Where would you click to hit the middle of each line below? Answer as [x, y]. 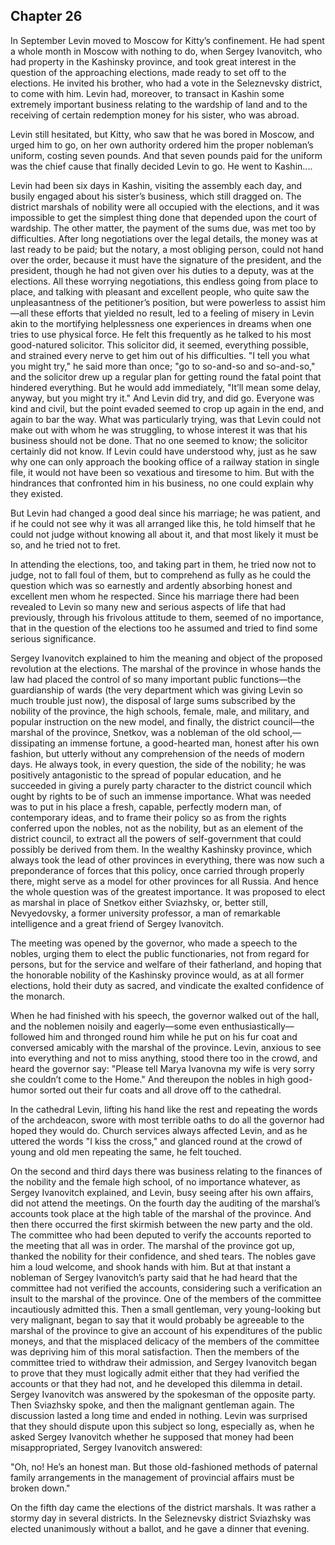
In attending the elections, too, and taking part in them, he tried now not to [163, 564]
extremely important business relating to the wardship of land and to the [159, 104]
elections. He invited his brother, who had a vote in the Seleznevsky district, [166, 83]
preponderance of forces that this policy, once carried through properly [157, 870]
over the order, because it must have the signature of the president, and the [166, 260]
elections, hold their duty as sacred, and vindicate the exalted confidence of [167, 985]
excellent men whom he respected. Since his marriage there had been [155, 596]
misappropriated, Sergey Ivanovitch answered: [106, 1447]
